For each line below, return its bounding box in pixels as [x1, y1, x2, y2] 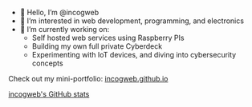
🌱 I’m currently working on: [19, 25, 110, 34]
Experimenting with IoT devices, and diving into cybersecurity [31, 50, 237, 59]
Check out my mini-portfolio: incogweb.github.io [8, 74, 169, 83]
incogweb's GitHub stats [8, 89, 90, 99]
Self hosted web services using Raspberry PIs [31, 33, 185, 42]
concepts [31, 58, 63, 68]
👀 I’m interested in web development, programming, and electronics [19, 16, 245, 26]
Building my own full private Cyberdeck [31, 42, 163, 51]
